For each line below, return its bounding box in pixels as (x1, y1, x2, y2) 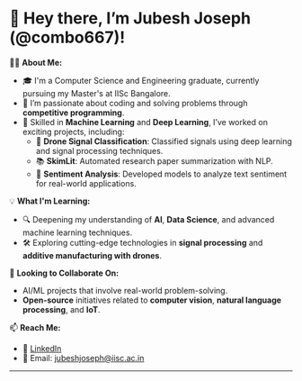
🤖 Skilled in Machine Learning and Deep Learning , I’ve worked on (22, 116, 268, 127)
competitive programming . (22, 107, 125, 118)
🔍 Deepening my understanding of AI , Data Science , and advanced (22, 213, 275, 224)
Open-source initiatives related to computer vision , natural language (22, 295, 281, 305)
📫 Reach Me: (9, 322, 61, 332)
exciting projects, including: (22, 126, 125, 137)
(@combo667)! (9, 27, 126, 48)
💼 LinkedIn (22, 342, 62, 354)
